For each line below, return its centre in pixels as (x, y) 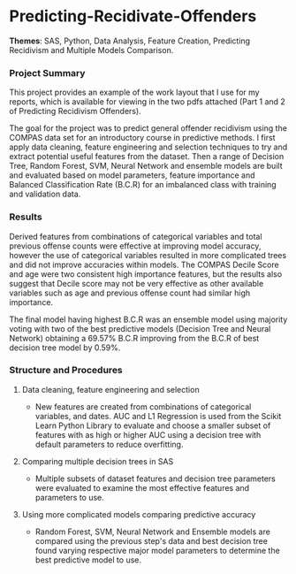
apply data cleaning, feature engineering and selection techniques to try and (148, 147)
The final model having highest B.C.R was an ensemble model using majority (148, 319)
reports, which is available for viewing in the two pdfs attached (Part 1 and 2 (147, 102)
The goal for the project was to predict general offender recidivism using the (148, 128)
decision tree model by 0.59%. (65, 348)
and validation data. (45, 194)
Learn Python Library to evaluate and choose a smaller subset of (153, 425)
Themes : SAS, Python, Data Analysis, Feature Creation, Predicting (129, 41)
